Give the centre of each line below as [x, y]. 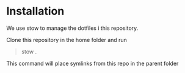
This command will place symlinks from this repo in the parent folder [92, 63]
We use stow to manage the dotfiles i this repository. [72, 28]
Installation [35, 11]
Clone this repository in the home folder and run [67, 40]
